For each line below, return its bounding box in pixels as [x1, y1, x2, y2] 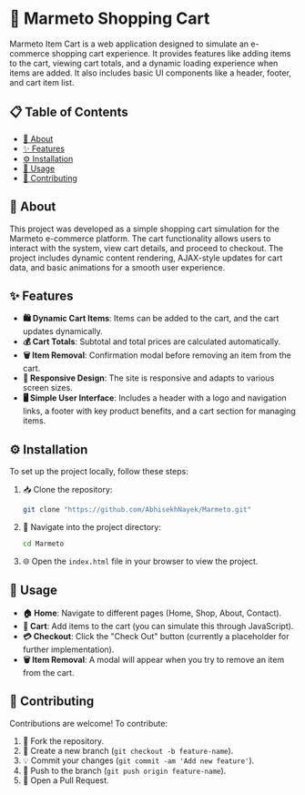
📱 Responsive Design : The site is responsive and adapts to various [22, 372, 275, 383]
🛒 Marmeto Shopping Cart [9, 8, 210, 29]
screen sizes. [22, 382, 73, 393]
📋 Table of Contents [9, 105, 129, 120]
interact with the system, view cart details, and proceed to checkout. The [9, 242, 284, 253]
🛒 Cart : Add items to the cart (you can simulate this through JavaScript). [22, 620, 294, 631]
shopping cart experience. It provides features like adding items [51, 47, 291, 58]
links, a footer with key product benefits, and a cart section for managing [22, 405, 296, 417]
